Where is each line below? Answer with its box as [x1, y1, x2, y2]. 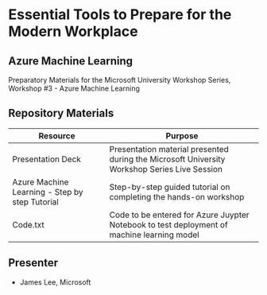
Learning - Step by [12, 186, 83, 197]
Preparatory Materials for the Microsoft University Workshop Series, [8, 76, 231, 84]
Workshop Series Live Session [109, 163, 222, 174]
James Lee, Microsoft [19, 277, 91, 287]
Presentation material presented [109, 143, 229, 154]
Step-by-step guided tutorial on [109, 181, 230, 192]
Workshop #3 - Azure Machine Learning [8, 83, 141, 93]
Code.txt [12, 219, 45, 230]
